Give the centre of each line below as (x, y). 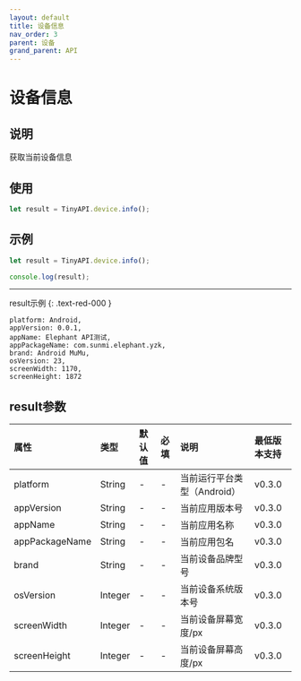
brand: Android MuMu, (50, 353)
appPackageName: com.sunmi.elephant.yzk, (88, 346)
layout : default (39, 17)
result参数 (38, 406)
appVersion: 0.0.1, (46, 328)
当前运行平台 (207, 478)
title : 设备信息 (37, 26)
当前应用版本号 (212, 509)
